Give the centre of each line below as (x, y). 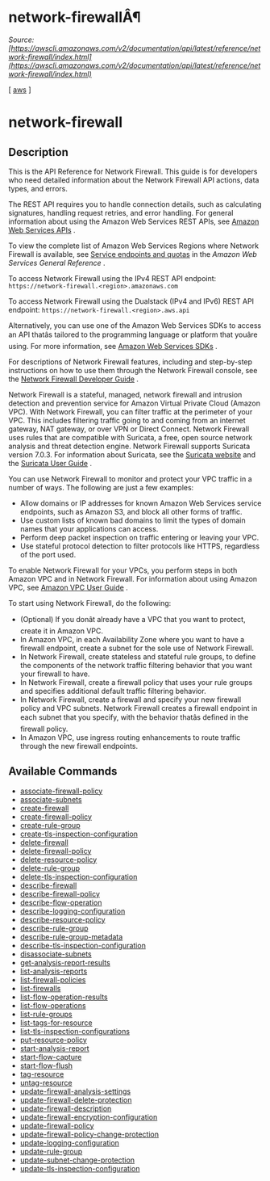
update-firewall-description (66, 1108)
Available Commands (63, 771)
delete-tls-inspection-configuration (79, 876)
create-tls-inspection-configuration (79, 834)
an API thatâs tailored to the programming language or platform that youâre (133, 334)
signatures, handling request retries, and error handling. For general (121, 212)
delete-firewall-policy (56, 851)
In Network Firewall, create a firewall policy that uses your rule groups (136, 682)
